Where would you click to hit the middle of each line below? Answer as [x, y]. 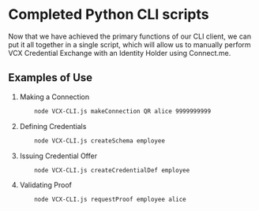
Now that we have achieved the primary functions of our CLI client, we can [129, 36]
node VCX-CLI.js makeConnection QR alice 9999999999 [123, 111]
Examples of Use [51, 78]
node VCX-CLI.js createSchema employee [100, 141]
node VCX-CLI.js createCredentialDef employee [112, 170]
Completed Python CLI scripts [109, 15]
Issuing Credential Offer [58, 156]
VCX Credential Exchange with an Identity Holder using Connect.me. [120, 53]
